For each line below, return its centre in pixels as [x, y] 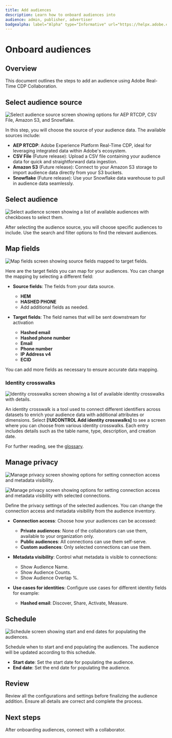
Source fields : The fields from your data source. [64, 286]
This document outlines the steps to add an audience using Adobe [75, 81]
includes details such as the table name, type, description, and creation [81, 431]
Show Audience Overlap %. [49, 578]
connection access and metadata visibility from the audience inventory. [81, 511]
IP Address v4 [36, 354]
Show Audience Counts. [46, 572]
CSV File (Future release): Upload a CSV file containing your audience [87, 156]
